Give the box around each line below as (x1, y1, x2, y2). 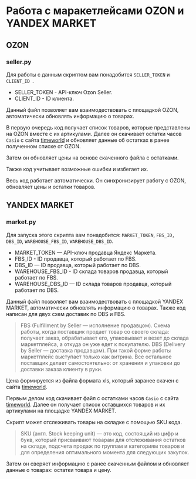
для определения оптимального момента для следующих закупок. (20, 448, 190, 455)
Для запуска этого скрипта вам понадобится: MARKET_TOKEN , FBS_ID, (6, 231, 175, 238)
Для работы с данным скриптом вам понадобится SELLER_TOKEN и (6, 71, 170, 78)
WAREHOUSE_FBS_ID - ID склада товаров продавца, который (14, 268, 168, 275)
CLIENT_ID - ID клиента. (14, 95, 75, 102)
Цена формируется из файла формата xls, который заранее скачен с (6, 377, 179, 384)
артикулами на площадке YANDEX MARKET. (6, 407, 116, 414)
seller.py (6, 58, 32, 66)
